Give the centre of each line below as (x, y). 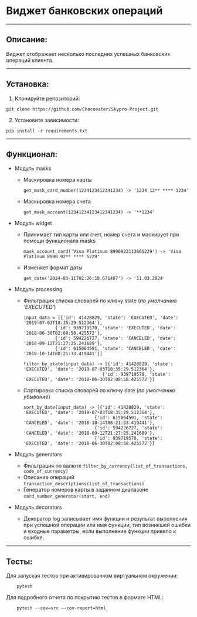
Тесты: (20, 561)
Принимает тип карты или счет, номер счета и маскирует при (101, 235)
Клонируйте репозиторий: (47, 98)
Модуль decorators (38, 508)
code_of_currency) (46, 472)
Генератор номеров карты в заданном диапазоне (86, 490)
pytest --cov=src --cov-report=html (62, 608)
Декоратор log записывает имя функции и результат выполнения (105, 519)
